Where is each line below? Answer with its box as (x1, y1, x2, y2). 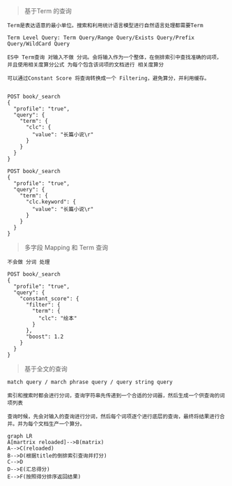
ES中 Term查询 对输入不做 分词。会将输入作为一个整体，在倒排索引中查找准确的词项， (7, 54, 222, 61)
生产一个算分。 (48, 420, 86, 427)
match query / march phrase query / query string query (7, 378, 173, 385)
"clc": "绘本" (38, 315, 77, 322)
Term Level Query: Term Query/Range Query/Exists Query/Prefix (7, 34, 195, 41)
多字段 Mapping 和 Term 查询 (24, 244, 109, 251)
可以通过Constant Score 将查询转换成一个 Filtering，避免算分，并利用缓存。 (7, 75, 210, 82)
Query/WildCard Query (7, 40, 70, 47)
